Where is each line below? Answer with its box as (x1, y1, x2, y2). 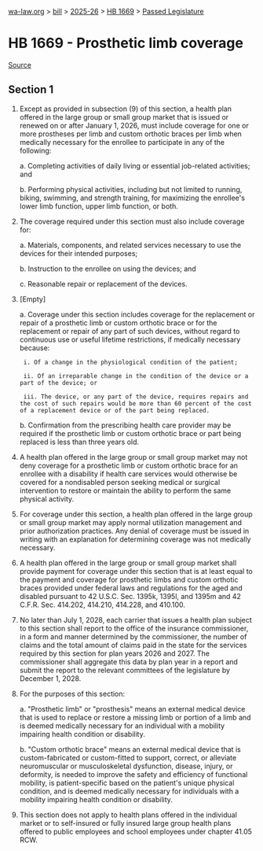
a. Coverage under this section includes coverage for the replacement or (19, 309, 255, 319)
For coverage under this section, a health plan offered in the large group (19, 509, 253, 519)
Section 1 (8, 83, 53, 97)
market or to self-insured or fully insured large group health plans (19, 818, 232, 827)
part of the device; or (19, 379, 98, 387)
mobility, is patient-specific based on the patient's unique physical (19, 778, 235, 787)
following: (19, 146, 52, 155)
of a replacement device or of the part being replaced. (19, 406, 210, 414)
